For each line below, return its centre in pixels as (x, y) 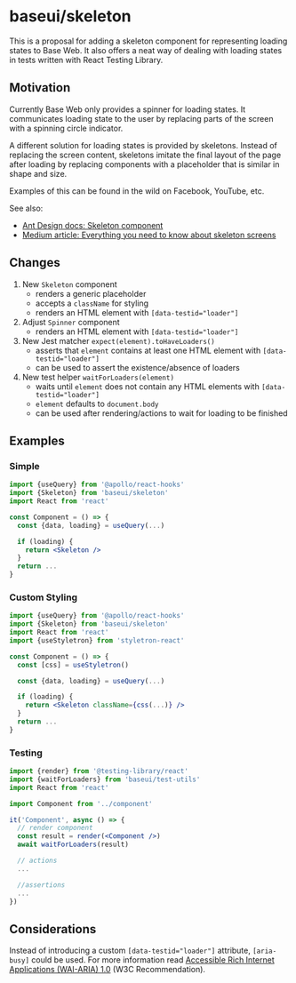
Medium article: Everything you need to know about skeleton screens (149, 235)
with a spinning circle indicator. (66, 128)
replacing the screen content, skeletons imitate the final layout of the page (145, 155)
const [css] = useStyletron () (73, 665)
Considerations (53, 929)
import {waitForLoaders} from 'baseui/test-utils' (105, 779)
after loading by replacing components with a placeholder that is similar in (144, 164)
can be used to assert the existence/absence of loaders (137, 367)
